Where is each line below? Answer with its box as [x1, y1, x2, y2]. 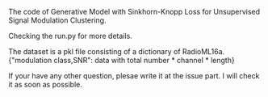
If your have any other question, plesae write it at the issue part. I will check [8, 71, 260, 80]
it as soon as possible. [8, 80, 82, 89]
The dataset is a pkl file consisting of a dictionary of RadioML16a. [8, 47, 225, 56]
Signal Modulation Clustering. [8, 15, 107, 25]
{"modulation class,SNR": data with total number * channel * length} [8, 56, 236, 65]
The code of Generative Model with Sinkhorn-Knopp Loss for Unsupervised [8, 7, 261, 16]
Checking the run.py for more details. [8, 32, 133, 40]
